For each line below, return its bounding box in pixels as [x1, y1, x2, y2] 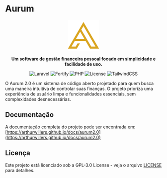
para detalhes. [5, 167, 35, 173]
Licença [5, 149, 31, 157]
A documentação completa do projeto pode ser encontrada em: [5, 124, 136, 130]
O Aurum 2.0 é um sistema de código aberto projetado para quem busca [5, 80, 154, 86]
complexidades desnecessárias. [5, 96, 71, 102]
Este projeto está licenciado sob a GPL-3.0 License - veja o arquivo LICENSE [5, 162, 162, 168]
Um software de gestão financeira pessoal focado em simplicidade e [11, 56, 156, 62]
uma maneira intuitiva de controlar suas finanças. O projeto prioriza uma [5, 86, 153, 91]
